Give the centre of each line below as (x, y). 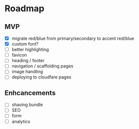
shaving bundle (27, 105)
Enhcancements (30, 93)
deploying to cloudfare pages (42, 77)
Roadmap (25, 9)
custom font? (25, 44)
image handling (27, 72)
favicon (19, 55)
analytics (21, 121)
